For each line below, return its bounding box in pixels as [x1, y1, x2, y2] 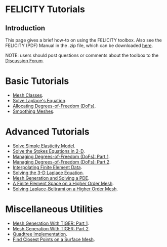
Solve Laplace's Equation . [12, 97, 67, 103]
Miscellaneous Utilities [5, 203, 103, 215]
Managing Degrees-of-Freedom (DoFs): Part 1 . [12, 153, 110, 159]
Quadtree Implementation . [12, 231, 67, 237]
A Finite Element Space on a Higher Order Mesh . [12, 180, 114, 186]
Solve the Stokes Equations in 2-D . [12, 148, 85, 154]
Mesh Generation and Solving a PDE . [12, 175, 90, 181]
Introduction [5, 24, 46, 32]
